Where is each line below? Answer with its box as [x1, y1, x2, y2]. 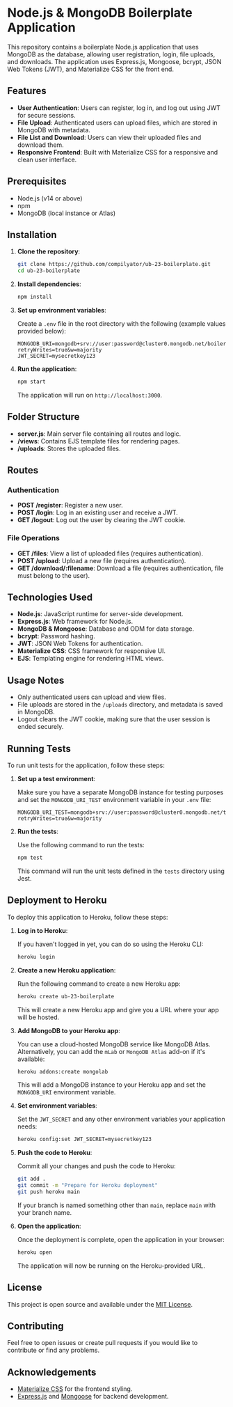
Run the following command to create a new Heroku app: [17, 980, 181, 988]
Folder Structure [7, 411, 80, 423]
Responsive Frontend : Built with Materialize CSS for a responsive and [17, 148, 218, 156]
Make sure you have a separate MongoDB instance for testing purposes [17, 788, 224, 796]
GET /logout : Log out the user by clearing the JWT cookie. [17, 516, 186, 524]
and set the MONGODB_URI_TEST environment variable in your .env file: [17, 796, 211, 804]
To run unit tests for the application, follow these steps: [7, 761, 165, 770]
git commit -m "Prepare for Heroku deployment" [17, 1182, 158, 1189]
